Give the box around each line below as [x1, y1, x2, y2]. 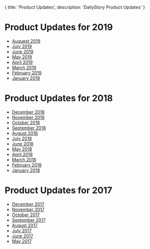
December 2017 [11, 201, 45, 207]
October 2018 [11, 120, 40, 125]
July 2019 [11, 43, 32, 49]
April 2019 [11, 59, 33, 65]
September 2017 [11, 217, 46, 223]
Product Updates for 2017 [4, 185, 113, 196]
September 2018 [11, 124, 46, 131]
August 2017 [11, 222, 38, 228]
